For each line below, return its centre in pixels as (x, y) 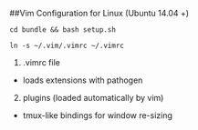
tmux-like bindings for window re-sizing (98, 115)
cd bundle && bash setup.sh (63, 30)
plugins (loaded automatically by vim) (93, 98)
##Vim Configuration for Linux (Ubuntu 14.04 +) (99, 13)
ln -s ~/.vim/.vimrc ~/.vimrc (67, 45)
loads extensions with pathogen (83, 80)
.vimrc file (42, 62)
